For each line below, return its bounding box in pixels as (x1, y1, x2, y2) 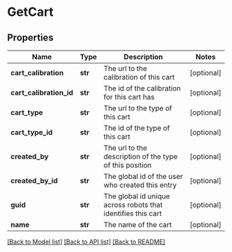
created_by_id (10, 176, 58, 185)
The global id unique (103, 191, 171, 201)
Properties (7, 32, 54, 43)
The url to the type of (103, 104, 173, 113)
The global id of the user (103, 172, 183, 181)
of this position (103, 160, 152, 170)
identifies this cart (103, 209, 162, 218)
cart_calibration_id (10, 88, 74, 97)
